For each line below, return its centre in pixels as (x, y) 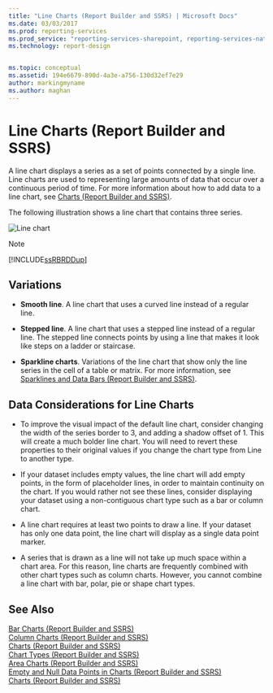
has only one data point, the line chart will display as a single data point (139, 534)
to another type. (47, 459)
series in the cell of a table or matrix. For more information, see (126, 370)
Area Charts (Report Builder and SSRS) (74, 663)
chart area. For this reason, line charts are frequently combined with (134, 566)
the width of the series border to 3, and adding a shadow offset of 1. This (142, 433)
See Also (31, 609)
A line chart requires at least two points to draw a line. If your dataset (136, 525)
